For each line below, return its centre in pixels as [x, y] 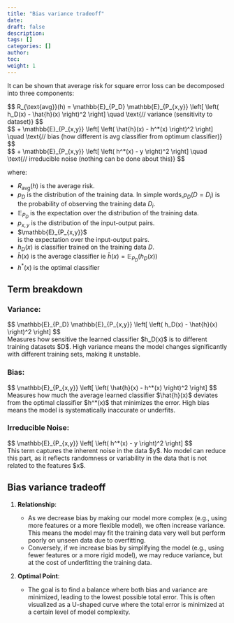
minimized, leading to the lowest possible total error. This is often [121, 597]
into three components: [41, 93]
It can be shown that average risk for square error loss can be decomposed [116, 85]
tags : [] [20, 40]
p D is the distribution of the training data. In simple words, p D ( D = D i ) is [118, 195]
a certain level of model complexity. [79, 612]
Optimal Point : [38, 576]
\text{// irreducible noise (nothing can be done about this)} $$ [96, 159]
